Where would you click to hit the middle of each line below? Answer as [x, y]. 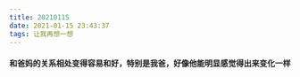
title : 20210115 [39, 17]
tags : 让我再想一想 [42, 34]
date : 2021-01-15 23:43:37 [59, 26]
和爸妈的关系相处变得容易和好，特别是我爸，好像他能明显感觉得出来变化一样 [150, 63]
